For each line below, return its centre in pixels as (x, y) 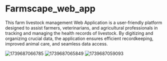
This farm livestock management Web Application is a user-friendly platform (84, 22)
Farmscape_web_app (50, 9)
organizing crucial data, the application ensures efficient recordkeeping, (79, 38)
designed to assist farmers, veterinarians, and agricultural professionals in (81, 27)
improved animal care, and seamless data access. (57, 43)
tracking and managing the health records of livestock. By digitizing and (79, 33)
